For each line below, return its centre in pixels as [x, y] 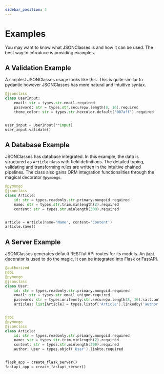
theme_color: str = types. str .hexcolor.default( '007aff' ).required [84, 112]
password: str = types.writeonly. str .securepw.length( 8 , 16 [76, 300]
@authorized [17, 268]
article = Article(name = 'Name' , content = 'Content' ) [59, 222]
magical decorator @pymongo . [33, 177]
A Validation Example [38, 68]
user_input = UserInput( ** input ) [39, 125]
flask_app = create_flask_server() [41, 362]
